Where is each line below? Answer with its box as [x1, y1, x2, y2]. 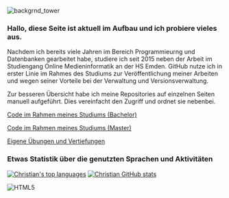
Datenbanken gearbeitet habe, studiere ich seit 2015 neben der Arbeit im [7, 55, 213, 63]
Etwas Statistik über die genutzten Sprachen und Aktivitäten [7, 154, 213, 164]
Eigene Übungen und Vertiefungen [7, 137, 105, 145]
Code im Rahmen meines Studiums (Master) [7, 124, 132, 132]
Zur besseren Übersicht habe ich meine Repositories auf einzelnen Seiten [7, 90, 215, 99]
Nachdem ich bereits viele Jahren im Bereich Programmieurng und [7, 48, 195, 56]
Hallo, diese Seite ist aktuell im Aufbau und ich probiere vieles [7, 23, 217, 33]
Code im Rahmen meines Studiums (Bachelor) [7, 110, 137, 119]
